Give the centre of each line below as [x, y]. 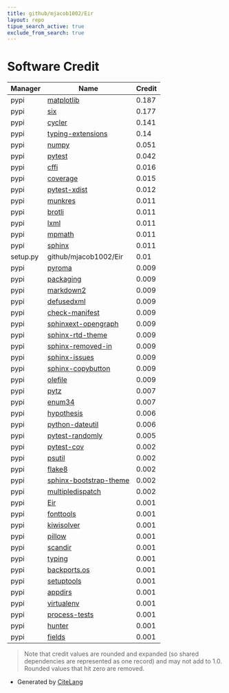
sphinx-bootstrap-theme [88, 480]
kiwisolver [64, 525]
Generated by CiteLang [50, 682]
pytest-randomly [75, 436]
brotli [55, 212]
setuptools [64, 581]
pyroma [59, 268]
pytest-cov [66, 447]
